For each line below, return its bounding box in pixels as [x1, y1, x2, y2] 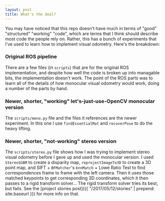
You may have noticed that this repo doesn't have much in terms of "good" [5, 25, 157, 31]
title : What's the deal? [5, 12, 56, 17]
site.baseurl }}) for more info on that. [5, 191, 80, 197]
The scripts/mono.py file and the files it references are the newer [5, 115, 137, 121]
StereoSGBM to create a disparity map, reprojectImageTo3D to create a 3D [5, 160, 151, 166]
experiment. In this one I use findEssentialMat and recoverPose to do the [5, 120, 153, 126]
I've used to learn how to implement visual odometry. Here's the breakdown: [5, 41, 160, 47]
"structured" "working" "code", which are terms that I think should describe [5, 31, 159, 36]
